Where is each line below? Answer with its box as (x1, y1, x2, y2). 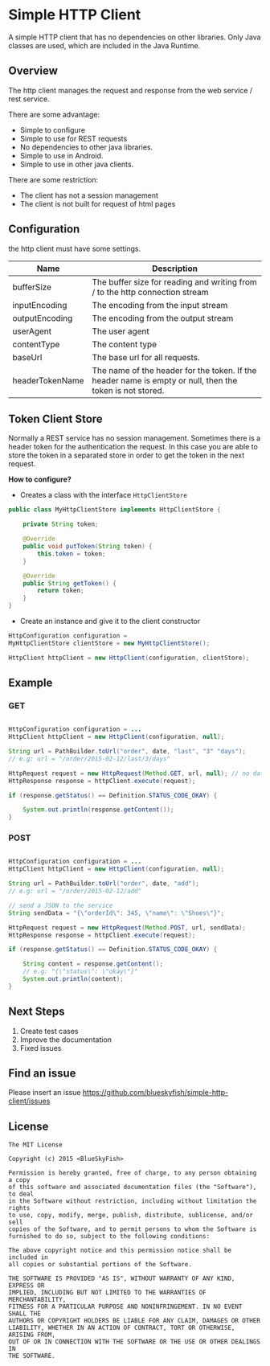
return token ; (37, 587, 84, 595)
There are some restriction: (8, 174, 99, 184)
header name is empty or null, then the (92, 375, 238, 386)
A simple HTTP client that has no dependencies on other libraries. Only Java (8, 32, 261, 42)
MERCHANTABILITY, (8, 1296, 67, 1304)
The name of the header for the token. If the (92, 364, 257, 375)
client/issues (8, 1096, 51, 1106)
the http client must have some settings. (8, 244, 141, 253)
